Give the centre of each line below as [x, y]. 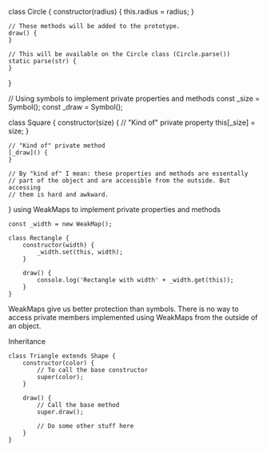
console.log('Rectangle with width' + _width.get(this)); [135, 280]
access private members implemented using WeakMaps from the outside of [133, 317]
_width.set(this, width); [80, 252]
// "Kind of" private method [57, 146]
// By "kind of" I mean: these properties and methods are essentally [128, 174]
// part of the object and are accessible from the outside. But [119, 181]
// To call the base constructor [93, 370]
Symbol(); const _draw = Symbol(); [66, 107]
